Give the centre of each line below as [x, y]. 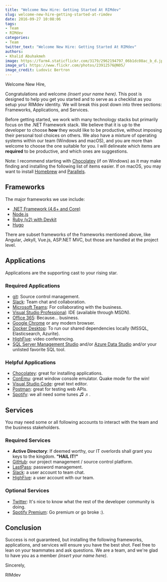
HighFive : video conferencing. [43, 339]
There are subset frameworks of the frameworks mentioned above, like [78, 234]
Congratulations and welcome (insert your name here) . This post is [74, 94]
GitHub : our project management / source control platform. [73, 462]
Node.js [20, 214]
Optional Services [27, 491]
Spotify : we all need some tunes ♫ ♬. [51, 394]
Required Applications [33, 286]
